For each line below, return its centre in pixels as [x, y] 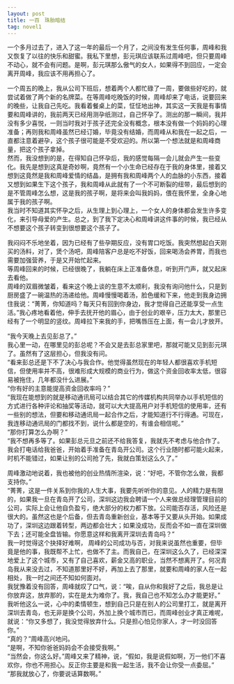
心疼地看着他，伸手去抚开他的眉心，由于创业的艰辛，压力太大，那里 [123, 313]
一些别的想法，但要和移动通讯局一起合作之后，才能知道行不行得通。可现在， [117, 415]
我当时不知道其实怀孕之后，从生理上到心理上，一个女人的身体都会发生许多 [114, 211]
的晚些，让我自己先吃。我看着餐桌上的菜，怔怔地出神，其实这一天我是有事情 [117, 106]
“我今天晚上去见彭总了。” [42, 336]
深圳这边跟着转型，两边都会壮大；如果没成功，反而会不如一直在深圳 [123, 526]
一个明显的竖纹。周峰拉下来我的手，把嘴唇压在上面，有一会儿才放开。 [126, 321]
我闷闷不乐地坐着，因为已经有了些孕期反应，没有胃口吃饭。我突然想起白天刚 [117, 243]
